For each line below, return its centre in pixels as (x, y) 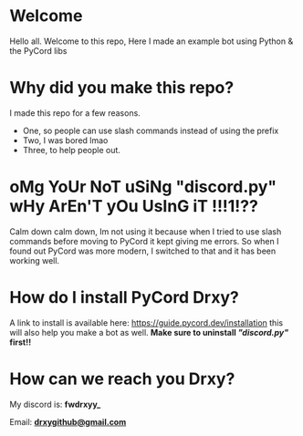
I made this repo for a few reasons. (75, 113)
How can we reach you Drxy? (122, 379)
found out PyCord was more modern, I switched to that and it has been (143, 251)
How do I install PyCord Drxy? (124, 297)
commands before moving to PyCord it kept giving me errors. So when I (145, 241)
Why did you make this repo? (122, 88)
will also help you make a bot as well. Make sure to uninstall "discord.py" (149, 332)
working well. (35, 260)
